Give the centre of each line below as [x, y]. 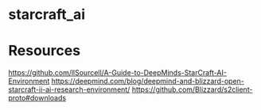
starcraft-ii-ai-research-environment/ [69, 89]
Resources [45, 51]
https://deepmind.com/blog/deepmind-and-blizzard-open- [148, 82]
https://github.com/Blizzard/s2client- [192, 89]
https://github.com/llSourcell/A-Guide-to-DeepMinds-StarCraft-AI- [117, 73]
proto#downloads [37, 98]
